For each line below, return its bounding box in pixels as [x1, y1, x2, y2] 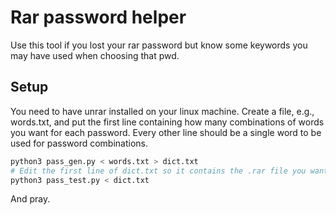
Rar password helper [10, 6, 187, 29]
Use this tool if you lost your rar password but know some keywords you [10, 39, 308, 51]
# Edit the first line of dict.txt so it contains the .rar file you [10, 166, 307, 176]
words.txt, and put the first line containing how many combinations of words [10, 116, 325, 128]
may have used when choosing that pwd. [10, 49, 180, 61]
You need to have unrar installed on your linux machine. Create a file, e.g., [10, 105, 315, 117]
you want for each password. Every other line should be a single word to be [10, 126, 322, 138]
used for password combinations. [10, 137, 149, 149]
